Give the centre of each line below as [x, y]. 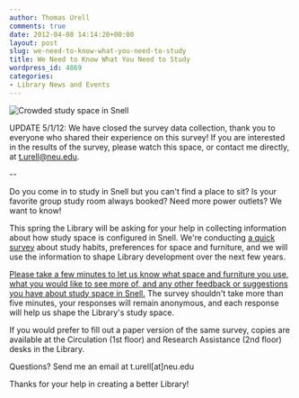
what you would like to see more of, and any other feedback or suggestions [149, 284]
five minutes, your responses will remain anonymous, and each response [145, 303]
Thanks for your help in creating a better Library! [99, 384]
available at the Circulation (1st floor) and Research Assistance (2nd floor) [146, 339]
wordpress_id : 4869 [46, 68]
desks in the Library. [47, 348]
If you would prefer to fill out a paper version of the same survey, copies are [149, 330]
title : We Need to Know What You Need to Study [100, 59]
